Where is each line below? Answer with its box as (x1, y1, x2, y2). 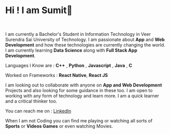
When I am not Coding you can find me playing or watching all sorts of (5, 117, 153, 123)
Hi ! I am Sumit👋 (5, 5, 73, 16)
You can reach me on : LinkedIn (5, 108, 72, 114)
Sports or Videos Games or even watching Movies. (5, 123, 113, 129)
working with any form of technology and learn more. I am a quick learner (5, 93, 159, 99)
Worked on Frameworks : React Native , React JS (5, 72, 108, 78)
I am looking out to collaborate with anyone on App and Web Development (5, 82, 162, 88)
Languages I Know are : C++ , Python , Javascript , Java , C (5, 62, 132, 68)
